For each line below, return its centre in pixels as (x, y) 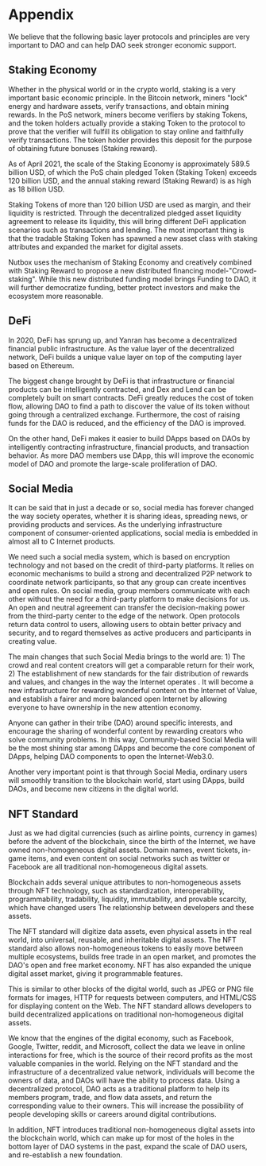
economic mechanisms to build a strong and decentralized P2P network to (130, 574)
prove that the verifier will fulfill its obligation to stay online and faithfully (126, 131)
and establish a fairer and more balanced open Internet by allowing (118, 699)
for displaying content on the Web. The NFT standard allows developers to (130, 1006)
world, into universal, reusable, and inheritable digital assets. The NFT (122, 940)
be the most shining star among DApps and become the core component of (132, 748)
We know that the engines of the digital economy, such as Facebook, (121, 1038)
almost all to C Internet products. (62, 541)
